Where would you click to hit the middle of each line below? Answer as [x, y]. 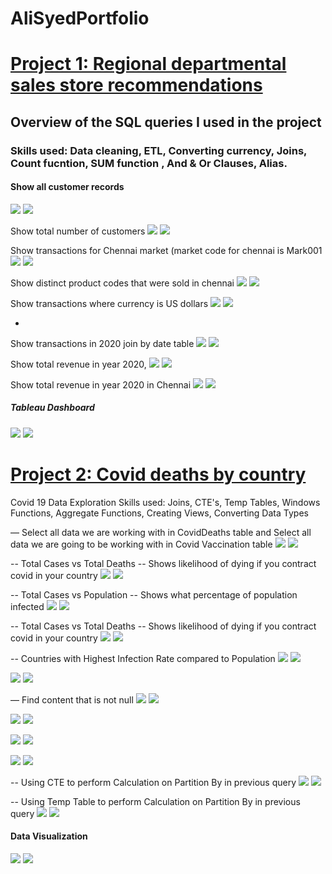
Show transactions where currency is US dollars [109, 303]
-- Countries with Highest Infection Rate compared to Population [143, 658]
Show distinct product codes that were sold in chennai [122, 283]
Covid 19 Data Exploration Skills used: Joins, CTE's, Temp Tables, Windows [165, 502]
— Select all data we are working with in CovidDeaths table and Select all [161, 532]
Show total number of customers [78, 231]
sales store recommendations [136, 85]
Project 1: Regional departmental [148, 64]
